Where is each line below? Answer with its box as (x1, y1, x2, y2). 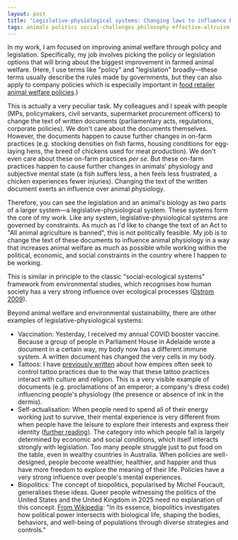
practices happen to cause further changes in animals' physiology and (7, 162, 213, 171)
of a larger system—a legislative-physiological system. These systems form (7, 206, 229, 215)
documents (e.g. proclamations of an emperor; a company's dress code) (17, 383, 230, 391)
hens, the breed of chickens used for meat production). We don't (26, 147, 216, 156)
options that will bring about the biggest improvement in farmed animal (7, 58, 214, 67)
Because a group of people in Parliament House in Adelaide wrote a (17, 337, 216, 346)
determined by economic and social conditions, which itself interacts (17, 435, 219, 444)
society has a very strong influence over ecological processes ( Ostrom (7, 288, 215, 296)
